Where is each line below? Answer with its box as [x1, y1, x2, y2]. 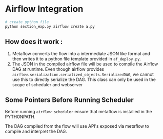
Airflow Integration [5, 3, 83, 15]
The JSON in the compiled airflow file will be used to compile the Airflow [12, 61, 158, 67]
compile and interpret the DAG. [5, 128, 67, 135]
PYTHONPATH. [5, 114, 36, 120]
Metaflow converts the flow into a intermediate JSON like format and [12, 50, 150, 57]
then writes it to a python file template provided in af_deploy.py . [12, 56, 141, 61]
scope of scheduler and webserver [12, 81, 83, 87]
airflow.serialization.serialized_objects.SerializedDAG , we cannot [12, 71, 154, 77]
